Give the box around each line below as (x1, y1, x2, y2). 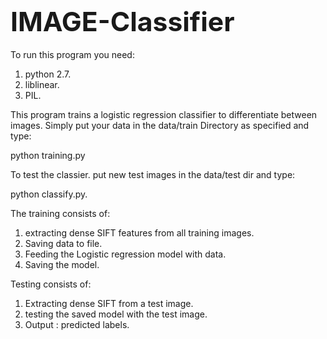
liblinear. (24, 78, 60, 90)
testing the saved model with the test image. (24, 308, 208, 320)
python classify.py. (10, 188, 88, 200)
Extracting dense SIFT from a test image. (24, 297, 194, 309)
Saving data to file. (24, 237, 103, 249)
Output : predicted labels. (24, 318, 130, 330)
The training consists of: (10, 207, 111, 219)
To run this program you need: (10, 48, 135, 60)
